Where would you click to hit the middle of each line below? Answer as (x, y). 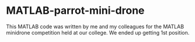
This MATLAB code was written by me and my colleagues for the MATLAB (95, 26)
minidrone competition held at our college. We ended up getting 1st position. (98, 32)
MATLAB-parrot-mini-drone (75, 11)
